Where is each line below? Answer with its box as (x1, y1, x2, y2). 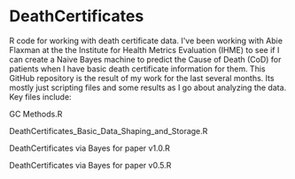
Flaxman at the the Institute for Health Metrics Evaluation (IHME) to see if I (9, 44, 280, 55)
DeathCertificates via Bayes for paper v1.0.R (9, 143, 171, 153)
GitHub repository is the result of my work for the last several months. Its (9, 72, 275, 83)
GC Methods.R (9, 108, 63, 119)
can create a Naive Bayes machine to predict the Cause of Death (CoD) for (9, 54, 282, 64)
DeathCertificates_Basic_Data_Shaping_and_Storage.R (9, 125, 208, 136)
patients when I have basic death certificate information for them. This (9, 63, 266, 74)
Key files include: (9, 91, 73, 102)
